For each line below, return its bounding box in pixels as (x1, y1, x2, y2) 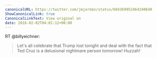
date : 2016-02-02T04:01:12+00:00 (5, 20, 72, 25)
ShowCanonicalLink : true (5, 12, 55, 16)
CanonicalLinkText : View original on (5, 16, 81, 21)
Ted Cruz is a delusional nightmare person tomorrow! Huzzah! (16, 48, 141, 54)
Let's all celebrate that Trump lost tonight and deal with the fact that (16, 43, 152, 48)
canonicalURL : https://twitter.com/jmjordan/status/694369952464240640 (5, 7, 152, 12)
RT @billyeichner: (5, 34, 40, 39)
